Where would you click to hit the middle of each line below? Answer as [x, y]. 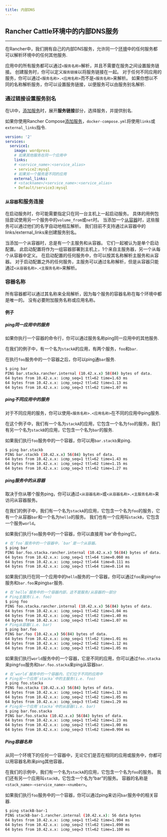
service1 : [20, 146]
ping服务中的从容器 [25, 480]
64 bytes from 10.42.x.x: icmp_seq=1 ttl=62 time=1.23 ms [66, 720]
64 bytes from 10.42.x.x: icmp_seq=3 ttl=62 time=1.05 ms [66, 648]
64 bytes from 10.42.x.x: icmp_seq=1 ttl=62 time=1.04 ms [66, 611]
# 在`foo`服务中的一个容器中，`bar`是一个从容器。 [52, 543]
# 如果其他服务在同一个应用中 [41, 155]
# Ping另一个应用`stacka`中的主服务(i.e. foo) [50, 679]
